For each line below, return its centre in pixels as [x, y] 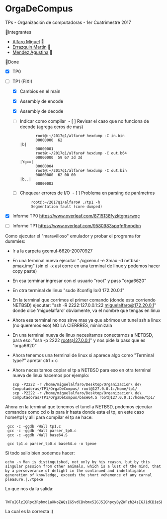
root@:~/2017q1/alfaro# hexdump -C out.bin [81, 171]
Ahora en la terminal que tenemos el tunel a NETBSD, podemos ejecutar [79, 407]
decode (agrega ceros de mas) [51, 127]
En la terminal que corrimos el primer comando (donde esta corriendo [84, 300]
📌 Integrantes [18, 32]
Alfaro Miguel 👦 [28, 41]
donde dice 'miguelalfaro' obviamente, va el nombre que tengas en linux [86, 310]
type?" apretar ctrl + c [35, 360]
